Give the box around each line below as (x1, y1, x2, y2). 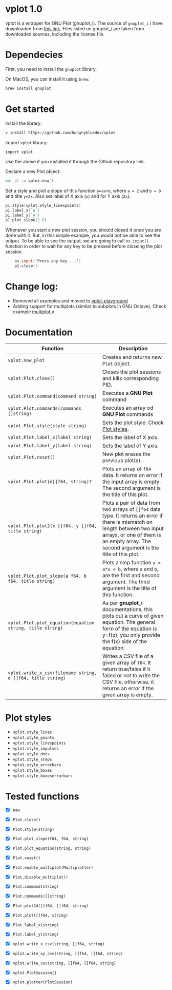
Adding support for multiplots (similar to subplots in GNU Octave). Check (12, 303, 166, 309)
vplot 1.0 (5, 3, 42, 15)
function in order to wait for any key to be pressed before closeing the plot (5, 243, 162, 249)
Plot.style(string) (12, 827, 55, 832)
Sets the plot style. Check (102, 419, 164, 426)
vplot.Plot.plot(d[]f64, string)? (8, 479, 92, 485)
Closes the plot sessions (102, 368, 161, 375)
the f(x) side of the (102, 638, 147, 645)
